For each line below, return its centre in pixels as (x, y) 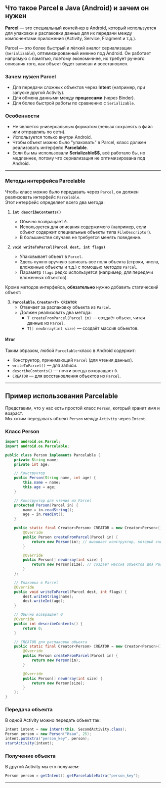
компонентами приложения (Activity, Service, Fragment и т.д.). (71, 38)
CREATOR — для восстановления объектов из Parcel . (66, 376)
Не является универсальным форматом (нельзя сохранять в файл (83, 127)
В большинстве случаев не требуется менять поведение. (81, 237)
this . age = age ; (40, 487)
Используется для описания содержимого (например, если (83, 227)
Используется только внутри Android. (52, 137)
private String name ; (36, 460)
